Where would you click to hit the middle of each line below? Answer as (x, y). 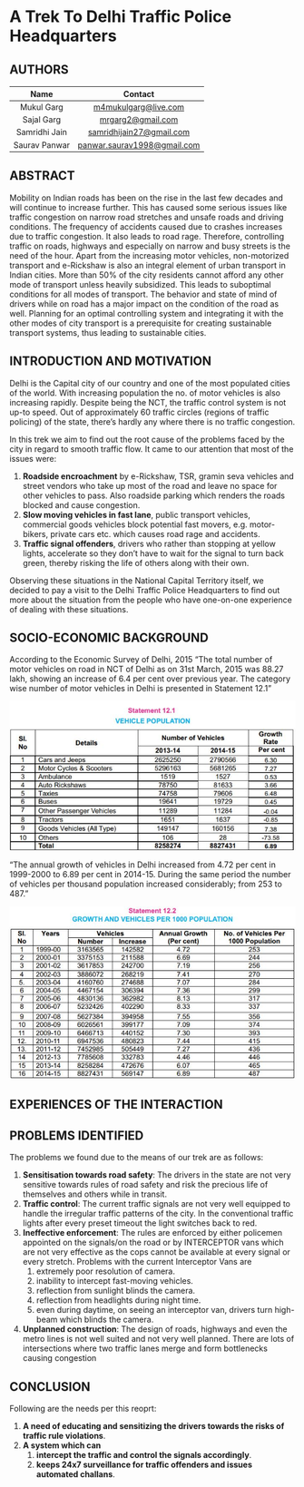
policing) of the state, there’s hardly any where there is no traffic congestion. (152, 421)
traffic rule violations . (64, 1435)
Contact (139, 93)
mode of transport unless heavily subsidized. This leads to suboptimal (140, 284)
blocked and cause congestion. (81, 504)
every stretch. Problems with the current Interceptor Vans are (137, 1262)
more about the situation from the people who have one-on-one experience (151, 600)
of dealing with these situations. (69, 609)
